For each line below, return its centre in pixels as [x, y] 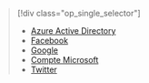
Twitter [44, 69]
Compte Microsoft [65, 60]
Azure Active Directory [73, 31]
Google [44, 50]
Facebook [50, 41]
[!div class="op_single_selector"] [79, 13]
